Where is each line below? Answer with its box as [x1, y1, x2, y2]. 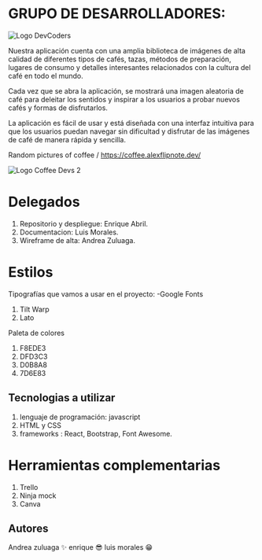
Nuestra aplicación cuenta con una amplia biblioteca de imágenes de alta [8, 46, 246, 55]
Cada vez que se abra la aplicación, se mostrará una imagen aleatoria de [8, 86, 244, 95]
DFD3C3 [19, 352, 48, 361]
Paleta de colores [8, 328, 65, 337]
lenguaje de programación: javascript [19, 412, 141, 422]
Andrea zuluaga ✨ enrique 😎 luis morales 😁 [8, 543, 153, 552]
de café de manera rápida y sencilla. [8, 134, 126, 144]
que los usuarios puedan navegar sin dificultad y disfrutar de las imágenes [8, 127, 250, 136]
